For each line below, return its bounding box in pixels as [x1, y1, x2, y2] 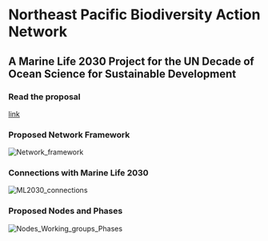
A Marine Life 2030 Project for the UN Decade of [8, 54, 254, 68]
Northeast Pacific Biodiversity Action [8, 6, 261, 24]
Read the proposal [8, 90, 82, 102]
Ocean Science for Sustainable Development [8, 66, 237, 81]
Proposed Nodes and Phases [8, 206, 123, 217]
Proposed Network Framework [8, 129, 130, 140]
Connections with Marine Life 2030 [8, 167, 150, 179]
